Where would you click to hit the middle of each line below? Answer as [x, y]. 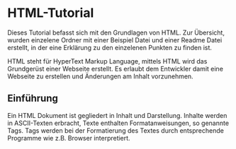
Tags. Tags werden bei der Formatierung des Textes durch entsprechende [116, 130]
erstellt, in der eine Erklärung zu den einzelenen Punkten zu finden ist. [110, 47]
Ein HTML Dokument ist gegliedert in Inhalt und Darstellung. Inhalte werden [117, 115]
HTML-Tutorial [51, 13]
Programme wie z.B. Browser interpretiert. [69, 138]
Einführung [33, 99]
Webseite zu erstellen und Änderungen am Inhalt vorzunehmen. [100, 76]
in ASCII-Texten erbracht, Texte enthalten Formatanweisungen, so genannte [118, 123]
